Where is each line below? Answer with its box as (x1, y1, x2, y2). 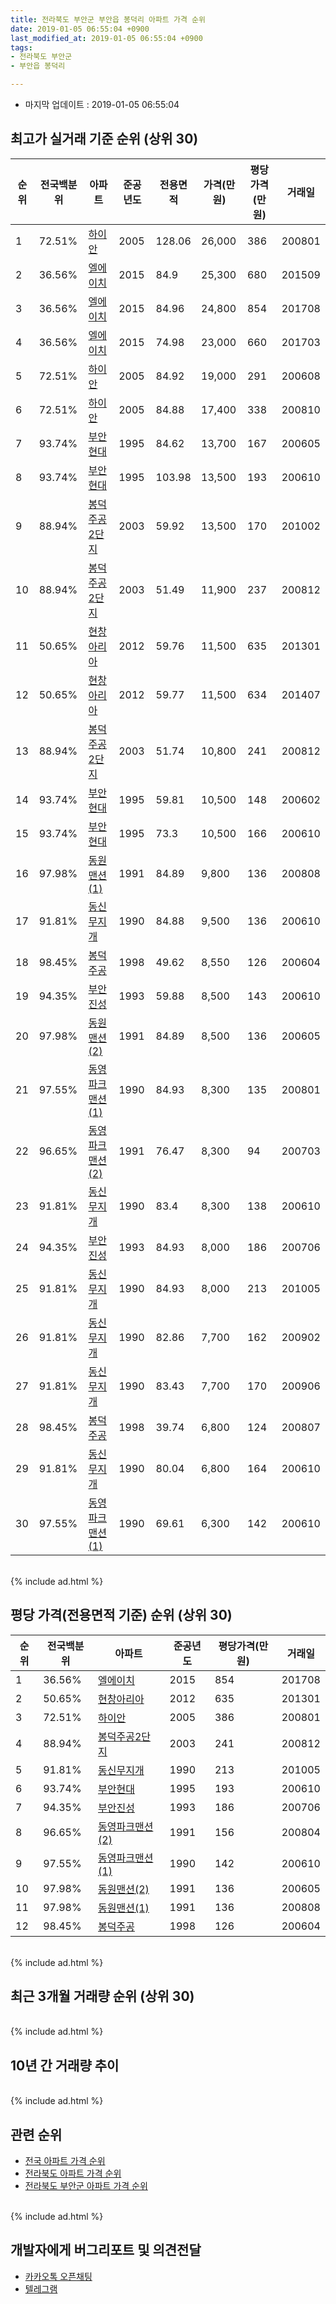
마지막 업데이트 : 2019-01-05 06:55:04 (24, 99, 180, 110)
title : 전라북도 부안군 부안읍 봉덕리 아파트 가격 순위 (10, 14, 206, 25)
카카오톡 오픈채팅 (24, 2270, 93, 2282)
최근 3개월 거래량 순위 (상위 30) (10, 1988, 195, 2005)
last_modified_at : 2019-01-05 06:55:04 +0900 (10, 33, 203, 43)
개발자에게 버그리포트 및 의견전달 (10, 2242, 202, 2259)
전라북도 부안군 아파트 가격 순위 (24, 2180, 148, 2192)
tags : (10, 42, 33, 53)
